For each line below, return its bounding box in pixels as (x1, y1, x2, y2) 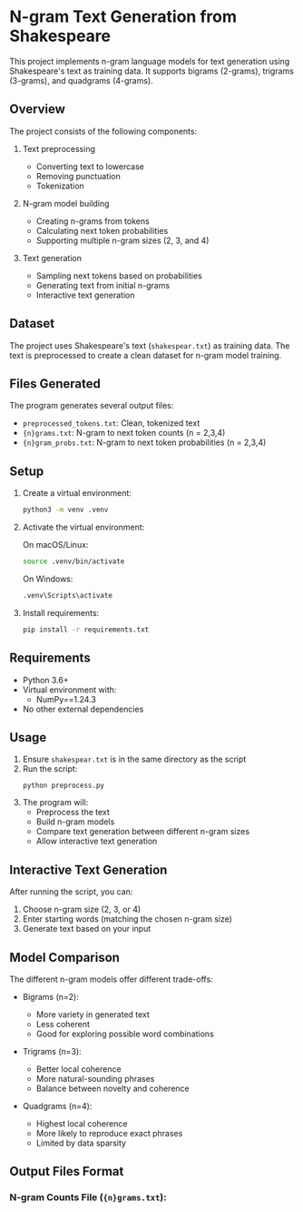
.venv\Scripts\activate (22, 591, 113, 600)
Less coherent (35, 1018, 91, 1029)
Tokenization (35, 180, 84, 191)
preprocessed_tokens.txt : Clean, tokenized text (22, 418, 200, 429)
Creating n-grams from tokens (35, 216, 150, 227)
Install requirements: (22, 607, 100, 618)
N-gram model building (22, 197, 110, 208)
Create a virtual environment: (22, 488, 132, 499)
